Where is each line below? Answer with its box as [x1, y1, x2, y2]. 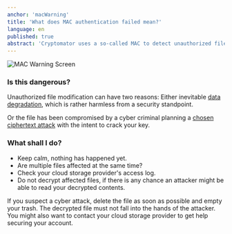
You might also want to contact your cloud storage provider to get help [7, 211, 209, 220]
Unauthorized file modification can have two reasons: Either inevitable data [7, 93, 221, 101]
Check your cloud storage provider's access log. [17, 168, 156, 177]
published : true [7, 33, 54, 40]
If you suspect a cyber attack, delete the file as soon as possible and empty [7, 197, 222, 205]
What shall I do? [7, 138, 62, 148]
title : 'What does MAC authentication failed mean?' [7, 18, 162, 26]
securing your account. [7, 218, 74, 227]
